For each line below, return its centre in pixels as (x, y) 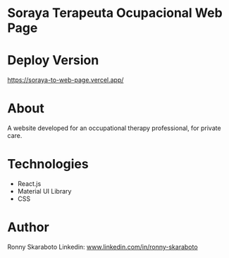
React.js (29, 184)
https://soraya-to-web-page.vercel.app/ (66, 80)
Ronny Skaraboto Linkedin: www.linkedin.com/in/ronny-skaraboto (103, 247)
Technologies (48, 164)
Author (28, 227)
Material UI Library (44, 191)
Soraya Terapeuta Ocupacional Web (115, 13)
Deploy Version (53, 60)
